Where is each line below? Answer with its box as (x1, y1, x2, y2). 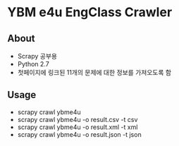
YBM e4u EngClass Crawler (7, 4, 173, 20)
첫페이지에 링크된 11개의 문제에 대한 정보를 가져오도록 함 (17, 68, 171, 76)
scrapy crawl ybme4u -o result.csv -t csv (17, 115, 138, 123)
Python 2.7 (17, 60, 49, 68)
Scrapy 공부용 (17, 52, 58, 60)
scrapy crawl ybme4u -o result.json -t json (17, 130, 142, 138)
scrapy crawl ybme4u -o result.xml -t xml (17, 123, 138, 131)
